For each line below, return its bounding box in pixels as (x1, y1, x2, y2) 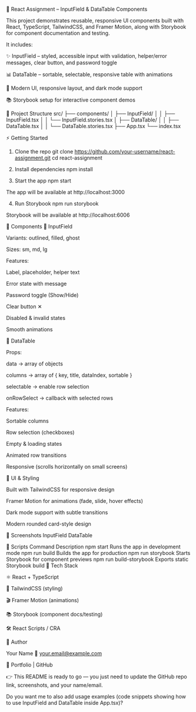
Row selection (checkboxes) (6, 429, 75, 436)
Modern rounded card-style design (6, 520, 91, 527)
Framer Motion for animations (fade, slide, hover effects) (6, 498, 143, 504)
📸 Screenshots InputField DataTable (6, 532, 93, 538)
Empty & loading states (6, 440, 62, 447)
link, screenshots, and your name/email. (6, 682, 103, 688)
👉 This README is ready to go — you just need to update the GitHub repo (6, 673, 187, 680)
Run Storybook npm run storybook (14, 200, 99, 207)
